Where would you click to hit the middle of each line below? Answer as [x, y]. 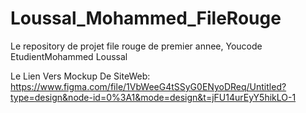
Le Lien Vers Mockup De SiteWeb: [80, 76]
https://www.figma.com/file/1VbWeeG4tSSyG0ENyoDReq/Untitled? [148, 86]
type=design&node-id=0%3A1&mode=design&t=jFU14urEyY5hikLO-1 [153, 97]
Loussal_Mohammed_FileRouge [146, 18]
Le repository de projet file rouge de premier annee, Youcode [136, 46]
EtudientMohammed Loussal [69, 56]
